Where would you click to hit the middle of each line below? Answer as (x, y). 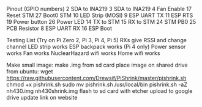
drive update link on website (42, 98)
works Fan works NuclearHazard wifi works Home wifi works (83, 53)
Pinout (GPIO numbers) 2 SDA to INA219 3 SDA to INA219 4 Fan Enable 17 (99, 9)
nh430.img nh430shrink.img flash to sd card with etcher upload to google (99, 91)
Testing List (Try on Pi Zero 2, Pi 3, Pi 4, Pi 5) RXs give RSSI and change (96, 40)
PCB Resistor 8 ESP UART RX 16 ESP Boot (59, 28)
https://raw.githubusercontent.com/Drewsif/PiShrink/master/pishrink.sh (96, 78)
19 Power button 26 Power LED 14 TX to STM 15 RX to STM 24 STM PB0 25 (101, 22)
